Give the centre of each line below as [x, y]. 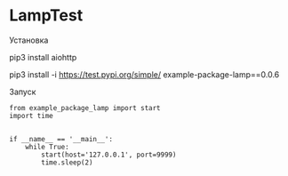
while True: [47, 147]
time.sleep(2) [67, 162]
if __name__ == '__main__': [61, 139]
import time [31, 116]
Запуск [23, 92]
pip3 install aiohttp [43, 57]
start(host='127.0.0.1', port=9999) [109, 155]
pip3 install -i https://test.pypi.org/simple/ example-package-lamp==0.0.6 [144, 74]
